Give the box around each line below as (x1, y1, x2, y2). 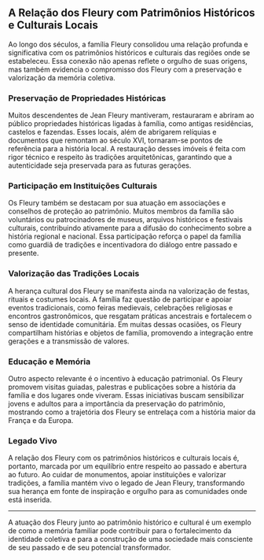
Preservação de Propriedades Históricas (8, 92, 167, 103)
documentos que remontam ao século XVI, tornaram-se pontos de (8, 135, 223, 145)
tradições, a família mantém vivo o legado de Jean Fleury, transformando (8, 478, 245, 488)
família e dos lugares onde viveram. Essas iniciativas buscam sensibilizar (8, 391, 245, 400)
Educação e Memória (8, 356, 91, 367)
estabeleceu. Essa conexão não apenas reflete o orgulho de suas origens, (8, 56, 247, 65)
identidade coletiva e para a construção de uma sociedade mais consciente (8, 535, 253, 544)
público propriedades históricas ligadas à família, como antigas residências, (8, 119, 254, 128)
